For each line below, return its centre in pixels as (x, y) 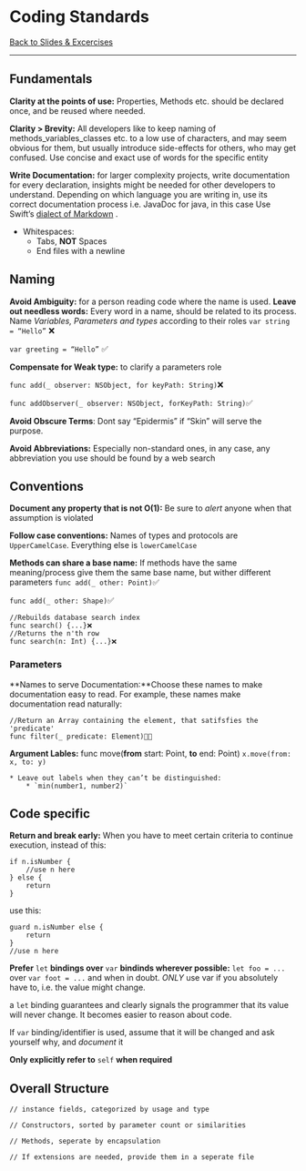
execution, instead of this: (58, 845)
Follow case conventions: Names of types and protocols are (124, 535)
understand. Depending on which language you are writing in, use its (139, 194)
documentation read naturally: (66, 704)
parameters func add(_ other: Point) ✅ (85, 582)
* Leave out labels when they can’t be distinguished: (116, 778)
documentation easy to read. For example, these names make (125, 694)
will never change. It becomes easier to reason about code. (121, 1015)
